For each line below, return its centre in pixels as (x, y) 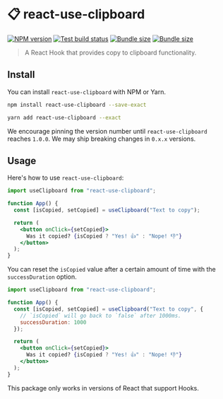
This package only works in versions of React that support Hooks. (103, 388)
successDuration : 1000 (53, 322)
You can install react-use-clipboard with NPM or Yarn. (86, 92)
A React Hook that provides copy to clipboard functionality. (110, 52)
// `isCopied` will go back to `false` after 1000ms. (101, 316)
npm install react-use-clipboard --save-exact (77, 105)
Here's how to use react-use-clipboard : (66, 178)
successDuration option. (42, 277)
